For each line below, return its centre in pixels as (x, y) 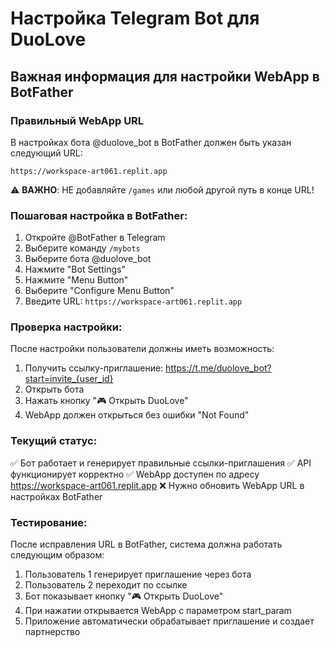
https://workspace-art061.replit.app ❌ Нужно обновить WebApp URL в (157, 485)
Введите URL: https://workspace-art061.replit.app (133, 301)
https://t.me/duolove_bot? (218, 368)
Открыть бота (54, 389)
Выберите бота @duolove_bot (88, 259)
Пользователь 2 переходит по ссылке (106, 585)
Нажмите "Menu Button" (76, 280)
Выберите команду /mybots (82, 248)
